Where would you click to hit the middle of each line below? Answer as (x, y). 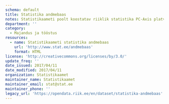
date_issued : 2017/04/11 (31, 65)
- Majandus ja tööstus (33, 33)
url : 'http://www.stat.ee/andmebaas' (54, 47)
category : (16, 28)
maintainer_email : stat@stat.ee (39, 84)
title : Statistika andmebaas (36, 14)
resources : (17, 38)
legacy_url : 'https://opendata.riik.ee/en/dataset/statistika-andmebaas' (84, 93)
